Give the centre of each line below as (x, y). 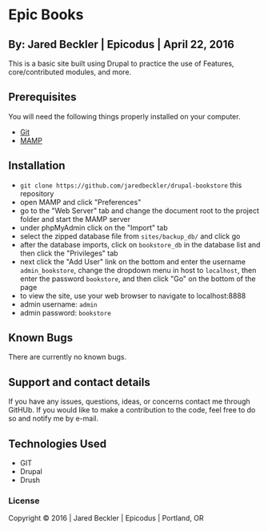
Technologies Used (57, 443)
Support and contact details (79, 382)
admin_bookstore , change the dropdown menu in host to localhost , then (138, 270)
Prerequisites (42, 97)
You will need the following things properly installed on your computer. (124, 116)
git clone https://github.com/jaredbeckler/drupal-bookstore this (131, 185)
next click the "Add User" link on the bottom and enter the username (133, 261)
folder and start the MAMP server (75, 219)
